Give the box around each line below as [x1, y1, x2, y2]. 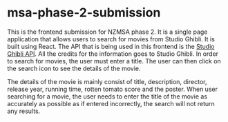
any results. [7, 107, 41, 115]
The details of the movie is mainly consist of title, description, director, [7, 77, 207, 85]
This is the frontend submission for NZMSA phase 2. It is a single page [7, 28, 208, 36]
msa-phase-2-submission [7, 5, 161, 21]
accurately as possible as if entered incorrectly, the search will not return [7, 99, 216, 108]
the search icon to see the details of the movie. [7, 64, 141, 72]
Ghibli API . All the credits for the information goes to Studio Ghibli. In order [7, 50, 219, 58]
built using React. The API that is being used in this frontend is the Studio [7, 42, 215, 50]
